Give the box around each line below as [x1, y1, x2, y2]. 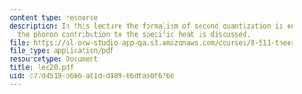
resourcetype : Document [9, 55, 99, 64]
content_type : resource [9, 13, 99, 22]
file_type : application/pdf [9, 47, 115, 56]
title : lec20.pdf [9, 64, 75, 73]
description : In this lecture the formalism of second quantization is [9, 21, 283, 30]
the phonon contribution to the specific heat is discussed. [17, 30, 252, 38]
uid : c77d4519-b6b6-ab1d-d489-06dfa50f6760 [9, 72, 175, 81]
